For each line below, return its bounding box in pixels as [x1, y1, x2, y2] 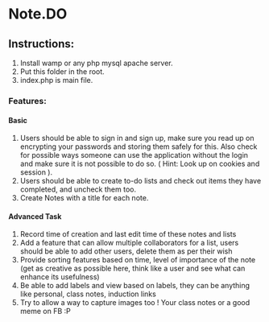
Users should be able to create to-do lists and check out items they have [19, 176, 262, 186]
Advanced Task [8, 211, 62, 221]
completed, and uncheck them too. [19, 184, 137, 194]
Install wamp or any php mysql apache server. [19, 58, 173, 68]
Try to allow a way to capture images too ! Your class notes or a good [19, 298, 250, 308]
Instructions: [8, 37, 75, 51]
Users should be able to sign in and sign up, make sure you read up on [19, 134, 255, 143]
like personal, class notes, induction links [19, 289, 157, 299]
